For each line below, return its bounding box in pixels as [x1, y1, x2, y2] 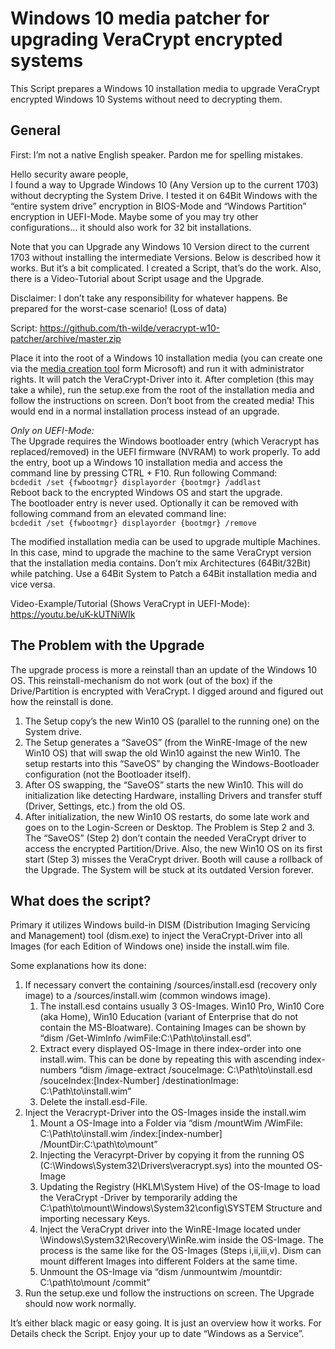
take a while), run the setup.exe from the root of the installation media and [10, 383, 315, 396]
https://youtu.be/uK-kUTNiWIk [10, 608, 136, 620]
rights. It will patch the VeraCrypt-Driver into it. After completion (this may [10, 373, 315, 385]
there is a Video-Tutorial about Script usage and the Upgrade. [10, 272, 265, 284]
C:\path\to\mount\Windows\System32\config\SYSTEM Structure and [39, 1202, 323, 1214]
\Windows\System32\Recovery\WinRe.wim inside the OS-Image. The [39, 1234, 324, 1246]
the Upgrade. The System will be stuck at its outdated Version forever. [24, 863, 314, 876]
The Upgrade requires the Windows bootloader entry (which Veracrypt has [10, 435, 320, 447]
